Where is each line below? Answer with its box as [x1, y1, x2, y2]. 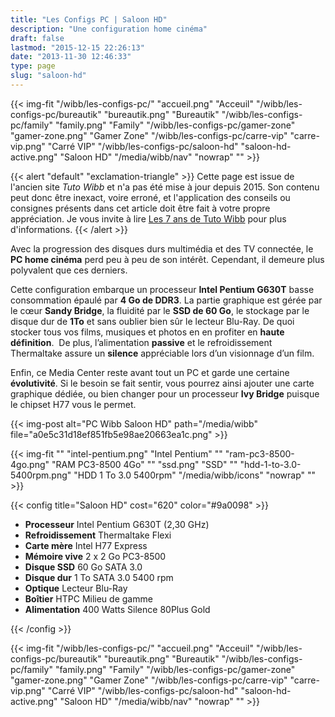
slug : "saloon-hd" [10, 71, 87, 81]
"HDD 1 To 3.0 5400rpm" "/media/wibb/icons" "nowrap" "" [73, 469, 317, 481]
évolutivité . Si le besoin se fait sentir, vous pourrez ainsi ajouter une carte [10, 377, 315, 389]
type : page [10, 61, 56, 71]
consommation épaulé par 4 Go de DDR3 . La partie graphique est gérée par [10, 294, 323, 306]
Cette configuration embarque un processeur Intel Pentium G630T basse [10, 283, 315, 295]
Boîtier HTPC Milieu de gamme [24, 592, 153, 605]
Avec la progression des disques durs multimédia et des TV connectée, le [10, 242, 314, 255]
